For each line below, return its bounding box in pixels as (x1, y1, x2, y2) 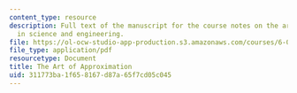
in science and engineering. (17, 29, 125, 38)
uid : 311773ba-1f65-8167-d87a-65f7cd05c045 (9, 71, 172, 80)
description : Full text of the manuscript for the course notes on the (9, 21, 278, 30)
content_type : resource (9, 12, 97, 22)
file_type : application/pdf (9, 46, 113, 55)
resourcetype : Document (9, 54, 97, 63)
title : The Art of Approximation (9, 63, 133, 72)
